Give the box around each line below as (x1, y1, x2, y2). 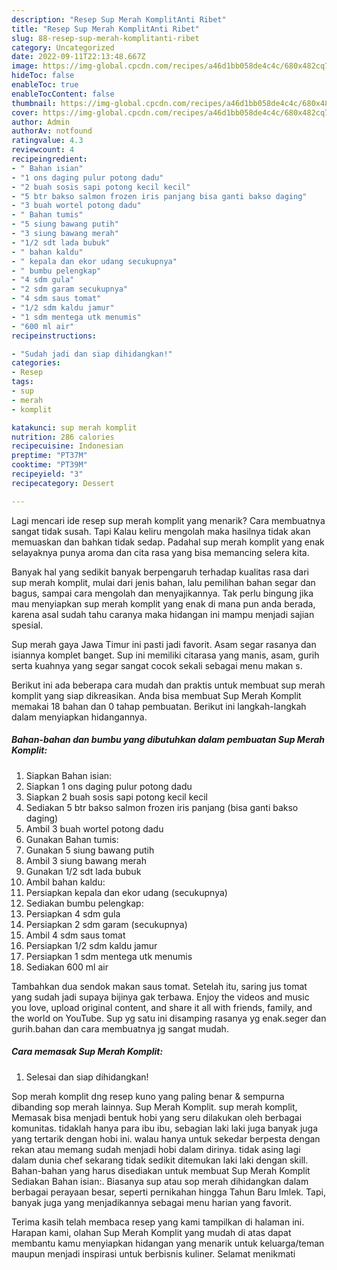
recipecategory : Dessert (11, 478, 115, 488)
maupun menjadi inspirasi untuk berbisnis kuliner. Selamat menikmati (11, 1247, 296, 1260)
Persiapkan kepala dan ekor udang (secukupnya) (25, 886, 228, 898)
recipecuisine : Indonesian (11, 441, 124, 451)
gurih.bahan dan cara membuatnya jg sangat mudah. (11, 1022, 229, 1035)
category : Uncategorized (11, 42, 115, 53)
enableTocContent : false (11, 89, 115, 99)
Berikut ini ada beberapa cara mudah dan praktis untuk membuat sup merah (11, 679, 326, 691)
